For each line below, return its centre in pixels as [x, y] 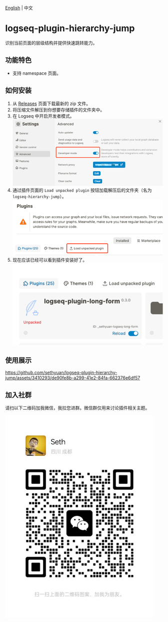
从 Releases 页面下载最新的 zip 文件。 [51, 103]
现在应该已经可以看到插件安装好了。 [50, 260]
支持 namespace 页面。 [37, 73]
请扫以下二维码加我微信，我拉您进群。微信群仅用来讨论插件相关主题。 [77, 408]
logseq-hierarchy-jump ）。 [39, 197]
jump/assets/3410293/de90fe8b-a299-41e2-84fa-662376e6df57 [73, 378]
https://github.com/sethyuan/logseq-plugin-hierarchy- [61, 373]
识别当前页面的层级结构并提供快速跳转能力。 [51, 43]
